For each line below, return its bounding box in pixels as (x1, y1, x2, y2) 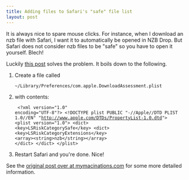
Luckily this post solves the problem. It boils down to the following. (6, 60, 167, 67)
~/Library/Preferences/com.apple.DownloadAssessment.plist (14, 83, 163, 89)
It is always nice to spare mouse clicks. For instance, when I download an (6, 30, 184, 37)
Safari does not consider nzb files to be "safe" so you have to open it (6, 42, 173, 50)
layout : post (6, 14, 38, 20)
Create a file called (14, 72, 60, 79)
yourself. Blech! (6, 49, 44, 56)
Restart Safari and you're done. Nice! (14, 151, 104, 158)
